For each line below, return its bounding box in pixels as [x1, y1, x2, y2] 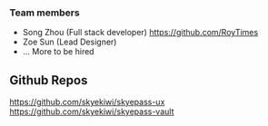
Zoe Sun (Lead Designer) [22, 36, 117, 47]
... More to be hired [22, 46, 94, 57]
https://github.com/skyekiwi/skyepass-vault [9, 106, 174, 117]
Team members [9, 6, 80, 19]
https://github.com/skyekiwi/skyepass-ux [9, 97, 165, 108]
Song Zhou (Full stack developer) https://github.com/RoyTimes [22, 27, 259, 38]
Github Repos [9, 73, 88, 88]
